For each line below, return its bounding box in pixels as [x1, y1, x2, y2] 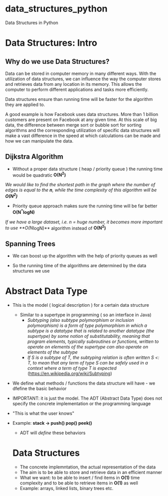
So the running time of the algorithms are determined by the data [12, 263, 146, 269]
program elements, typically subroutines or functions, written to [27, 338, 159, 344]
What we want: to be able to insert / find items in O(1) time [19, 475, 140, 481]
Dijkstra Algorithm [5, 153, 63, 161]
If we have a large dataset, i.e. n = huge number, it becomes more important [5, 219, 162, 225]
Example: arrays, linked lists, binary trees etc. [19, 485, 113, 491]
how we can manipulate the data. [5, 138, 73, 144]
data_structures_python [5, 3, 108, 15]
